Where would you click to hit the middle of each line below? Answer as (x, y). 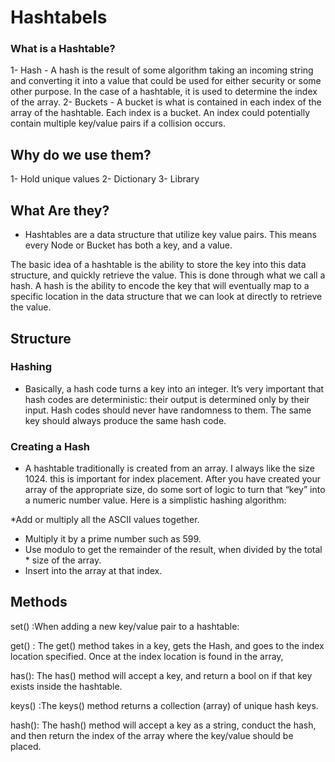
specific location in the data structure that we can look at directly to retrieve (166, 297)
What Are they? (60, 210)
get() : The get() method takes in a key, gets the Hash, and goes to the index (167, 645)
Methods (39, 602)
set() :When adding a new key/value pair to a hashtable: (125, 626)
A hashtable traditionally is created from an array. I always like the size (169, 468)
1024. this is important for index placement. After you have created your (173, 479)
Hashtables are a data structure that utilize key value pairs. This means (170, 235)
